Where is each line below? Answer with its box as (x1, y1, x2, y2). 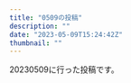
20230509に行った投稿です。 (9, 64, 119, 75)
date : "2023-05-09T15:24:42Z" (9, 30, 124, 39)
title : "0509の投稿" (9, 13, 83, 23)
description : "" (9, 22, 70, 31)
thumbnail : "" (9, 38, 63, 48)
